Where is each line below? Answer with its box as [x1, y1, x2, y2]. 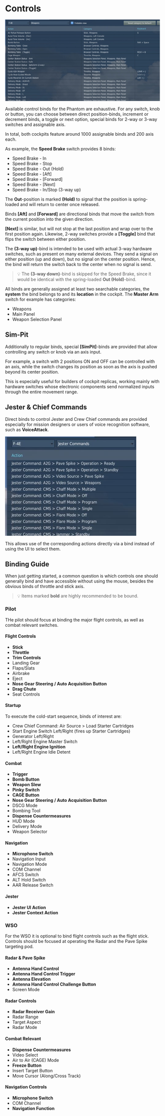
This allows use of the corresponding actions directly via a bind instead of [5, 540, 155, 546]
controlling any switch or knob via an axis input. [5, 349, 102, 354]
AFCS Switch [12, 872, 39, 878]
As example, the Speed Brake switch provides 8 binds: [5, 146, 116, 151]
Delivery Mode [12, 823, 42, 829]
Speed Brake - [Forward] [12, 176, 63, 182]
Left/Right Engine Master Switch [12, 738, 78, 745]
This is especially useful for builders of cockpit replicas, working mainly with [5, 378, 160, 384]
